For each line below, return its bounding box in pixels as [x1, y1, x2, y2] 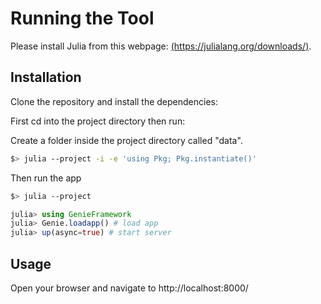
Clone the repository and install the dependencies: [10, 95, 219, 107]
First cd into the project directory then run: [10, 115, 186, 127]
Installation [10, 69, 82, 86]
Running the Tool [10, 7, 155, 30]
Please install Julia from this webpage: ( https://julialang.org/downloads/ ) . [10, 40, 312, 52]
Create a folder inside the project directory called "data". [10, 134, 243, 146]
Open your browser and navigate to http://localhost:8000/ [10, 282, 249, 294]
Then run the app [10, 172, 82, 184]
